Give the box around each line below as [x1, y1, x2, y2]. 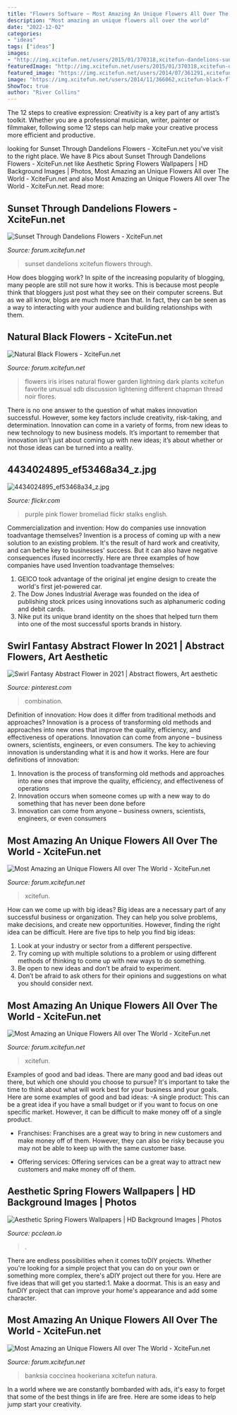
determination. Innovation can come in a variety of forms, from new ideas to [7, 420, 228, 429]
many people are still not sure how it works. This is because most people [7, 280, 219, 289]
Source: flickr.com [7, 496, 61, 504]
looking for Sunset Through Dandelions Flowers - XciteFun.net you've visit [7, 145, 224, 153]
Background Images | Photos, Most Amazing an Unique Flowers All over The [7, 167, 229, 176]
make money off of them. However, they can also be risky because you [17, 1136, 224, 1145]
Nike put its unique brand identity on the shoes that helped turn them [17, 612, 219, 621]
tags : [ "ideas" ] [7, 43, 55, 50]
